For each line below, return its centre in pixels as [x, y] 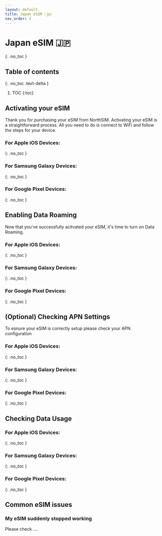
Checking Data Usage [39, 419]
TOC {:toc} [23, 93]
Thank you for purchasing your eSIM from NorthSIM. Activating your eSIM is [81, 120]
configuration [18, 334]
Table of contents [32, 72]
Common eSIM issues [39, 505]
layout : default [21, 9]
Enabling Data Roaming [41, 215]
